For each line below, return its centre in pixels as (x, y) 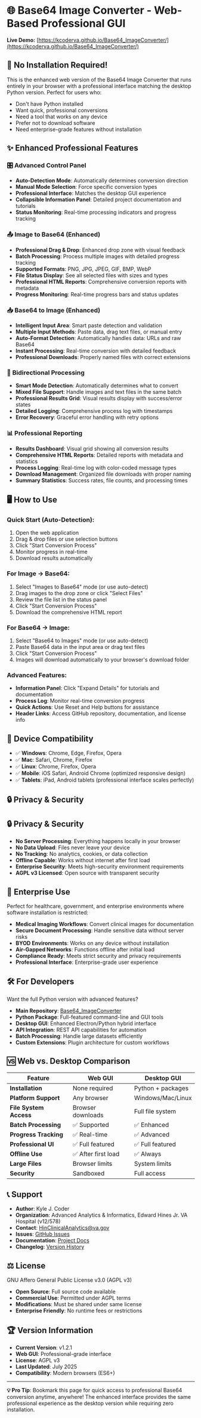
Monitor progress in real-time (52, 552)
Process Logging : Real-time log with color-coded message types (96, 467)
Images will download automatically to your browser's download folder (102, 659)
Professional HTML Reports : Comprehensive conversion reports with (101, 281)
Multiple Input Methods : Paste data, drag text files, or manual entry (99, 332)
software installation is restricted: (48, 912)
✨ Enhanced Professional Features (73, 148)
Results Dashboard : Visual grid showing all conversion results (92, 448)
